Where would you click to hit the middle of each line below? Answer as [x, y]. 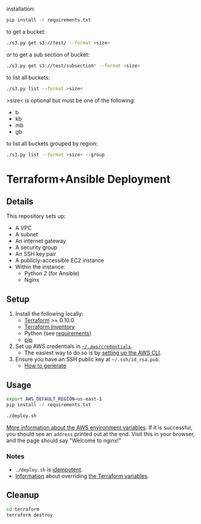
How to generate [45, 366]
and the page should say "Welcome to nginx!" [64, 440]
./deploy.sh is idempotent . [49, 469]
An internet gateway [41, 241]
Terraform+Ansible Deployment [88, 179]
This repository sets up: [36, 216]
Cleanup [23, 495]
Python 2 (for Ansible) [52, 274]
